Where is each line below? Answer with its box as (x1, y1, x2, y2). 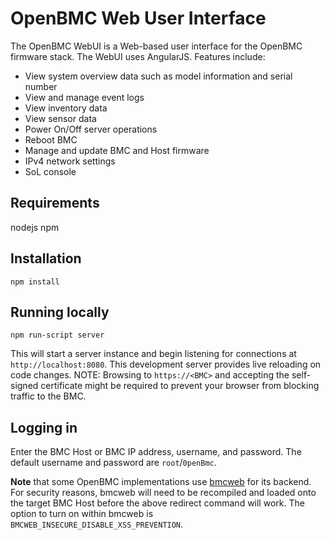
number (24, 80, 58, 92)
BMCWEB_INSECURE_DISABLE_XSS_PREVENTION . (10, 518, 184, 531)
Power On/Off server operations (24, 123, 158, 135)
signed (10, 380, 39, 392)
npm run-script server (10, 330, 105, 341)
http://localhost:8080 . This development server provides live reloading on (10, 358, 322, 371)
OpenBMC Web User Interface (10, 7, 267, 30)
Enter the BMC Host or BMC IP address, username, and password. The (10, 446, 302, 458)
